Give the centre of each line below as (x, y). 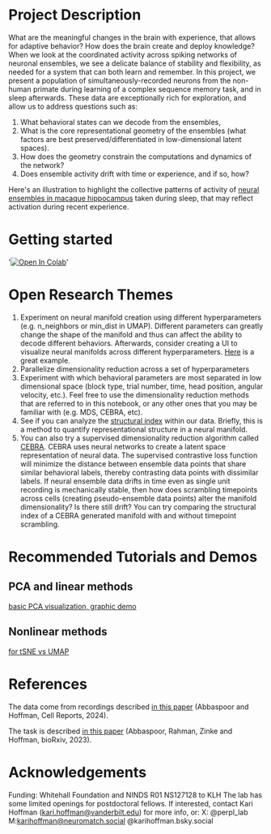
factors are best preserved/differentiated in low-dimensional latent (131, 139)
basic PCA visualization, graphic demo (72, 606)
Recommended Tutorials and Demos (133, 557)
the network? (42, 165)
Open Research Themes (91, 295)
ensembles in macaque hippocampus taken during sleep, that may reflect (131, 198)
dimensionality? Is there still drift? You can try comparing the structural (138, 507)
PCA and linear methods (71, 587)
